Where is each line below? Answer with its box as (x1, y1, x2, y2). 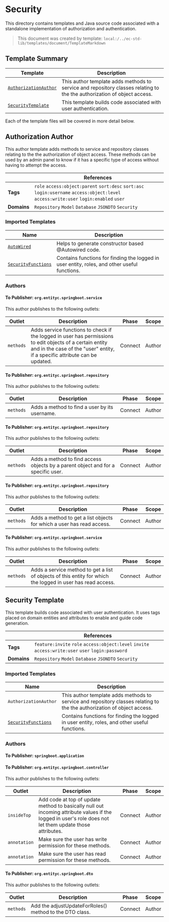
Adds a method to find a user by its (31, 404, 113, 411)
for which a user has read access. (31, 521, 111, 528)
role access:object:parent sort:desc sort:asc (34, 183, 144, 189)
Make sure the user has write (38, 836, 107, 843)
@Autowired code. (56, 246, 101, 253)
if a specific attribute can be (31, 352, 97, 359)
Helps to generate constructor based (56, 240, 144, 247)
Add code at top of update (38, 796, 101, 803)
